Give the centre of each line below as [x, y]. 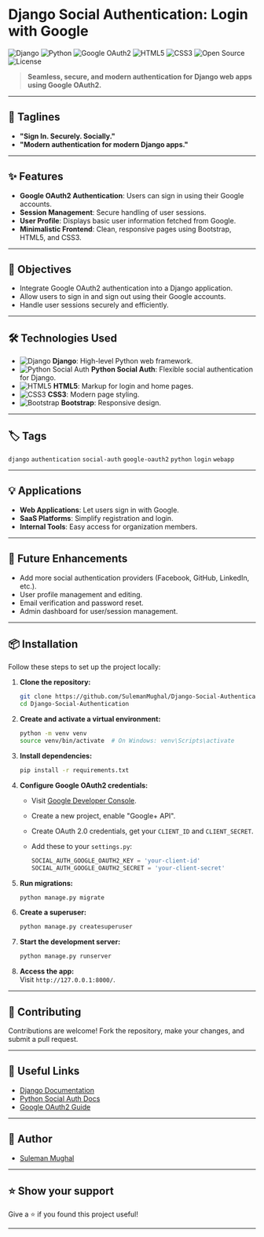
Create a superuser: [53, 912]
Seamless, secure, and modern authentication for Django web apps [140, 76]
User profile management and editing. [81, 594]
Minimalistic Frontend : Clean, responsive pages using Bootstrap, [125, 229]
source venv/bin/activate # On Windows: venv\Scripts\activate [127, 741]
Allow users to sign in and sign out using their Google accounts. [123, 297]
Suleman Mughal [47, 1158]
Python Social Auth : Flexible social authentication [172, 369]
